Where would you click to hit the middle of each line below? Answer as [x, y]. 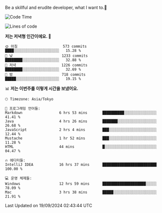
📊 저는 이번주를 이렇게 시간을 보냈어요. [42, 88]
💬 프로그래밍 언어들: [23, 109]
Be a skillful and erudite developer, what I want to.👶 [56, 8]
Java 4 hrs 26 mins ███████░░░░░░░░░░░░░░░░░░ [81, 121]
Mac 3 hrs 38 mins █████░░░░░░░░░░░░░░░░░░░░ [81, 192]
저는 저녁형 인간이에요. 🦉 [28, 36]
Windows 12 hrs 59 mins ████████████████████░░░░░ [81, 184]
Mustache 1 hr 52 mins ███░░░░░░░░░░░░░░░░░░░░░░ [81, 138]
